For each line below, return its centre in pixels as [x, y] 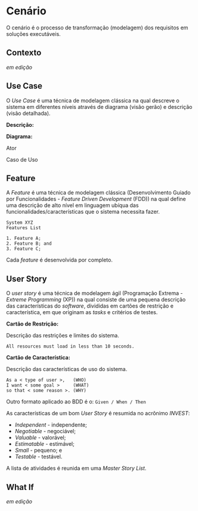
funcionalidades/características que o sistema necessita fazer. [83, 212]
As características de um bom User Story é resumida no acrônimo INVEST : [98, 413]
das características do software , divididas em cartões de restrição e [90, 306]
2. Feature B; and [29, 244]
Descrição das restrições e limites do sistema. [63, 336]
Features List [24, 228]
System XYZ [20, 223]
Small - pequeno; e [38, 451]
